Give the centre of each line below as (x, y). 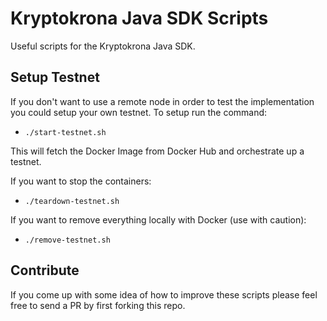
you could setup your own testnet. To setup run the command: (139, 112)
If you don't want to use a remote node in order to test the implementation (162, 101)
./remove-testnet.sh (67, 240)
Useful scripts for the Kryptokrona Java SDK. (103, 46)
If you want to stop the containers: (81, 181)
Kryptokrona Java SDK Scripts (139, 18)
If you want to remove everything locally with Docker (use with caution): (158, 219)
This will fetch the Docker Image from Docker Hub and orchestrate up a (157, 151)
